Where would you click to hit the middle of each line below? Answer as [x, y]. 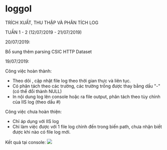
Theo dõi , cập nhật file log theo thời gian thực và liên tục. [72, 80]
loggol [18, 9]
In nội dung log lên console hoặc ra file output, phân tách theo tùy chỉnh [86, 96]
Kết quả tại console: [26, 142]
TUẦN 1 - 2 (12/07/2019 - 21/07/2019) [44, 32]
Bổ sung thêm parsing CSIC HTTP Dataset [49, 51]
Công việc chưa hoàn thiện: [34, 111]
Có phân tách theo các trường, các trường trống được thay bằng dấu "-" [86, 86]
